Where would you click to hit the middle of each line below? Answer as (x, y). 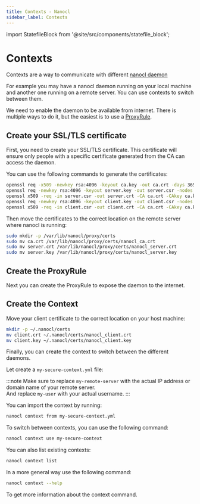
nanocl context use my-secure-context (54, 438)
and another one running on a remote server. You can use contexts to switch (100, 92)
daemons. (18, 358)
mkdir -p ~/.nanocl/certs (38, 329)
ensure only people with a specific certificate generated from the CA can (96, 156)
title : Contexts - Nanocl (38, 12)
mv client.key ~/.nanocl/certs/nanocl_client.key (69, 340)
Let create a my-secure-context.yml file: (55, 369)
